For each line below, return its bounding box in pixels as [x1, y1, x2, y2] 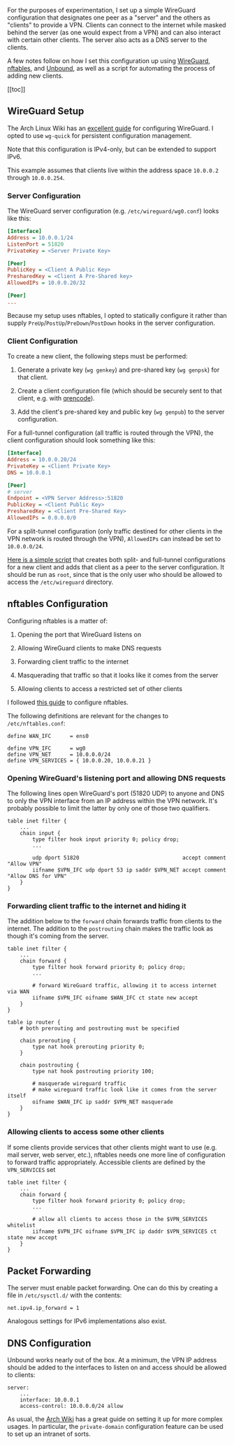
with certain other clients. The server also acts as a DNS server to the [7, 36, 207, 44]
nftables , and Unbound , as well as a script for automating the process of [7, 64, 215, 72]
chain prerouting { [20, 1038, 77, 1045]
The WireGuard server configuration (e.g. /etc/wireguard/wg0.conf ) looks [7, 207, 219, 216]
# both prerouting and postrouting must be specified [20, 1025, 180, 1032]
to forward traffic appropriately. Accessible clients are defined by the [7, 1158, 206, 1166]
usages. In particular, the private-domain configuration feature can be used [7, 1423, 224, 1431]
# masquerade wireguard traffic [32, 1080, 127, 1087]
